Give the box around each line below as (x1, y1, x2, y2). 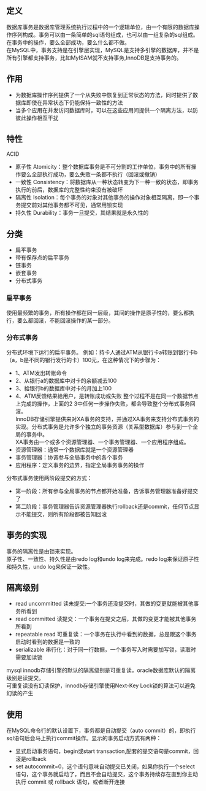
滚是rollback (15, 755, 47, 763)
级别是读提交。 (6, 674, 44, 682)
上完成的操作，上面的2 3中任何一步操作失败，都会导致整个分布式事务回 (15, 399, 196, 407)
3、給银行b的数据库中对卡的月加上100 (15, 384, 112, 392)
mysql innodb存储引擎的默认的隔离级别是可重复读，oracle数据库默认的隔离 (6, 666, 196, 674)
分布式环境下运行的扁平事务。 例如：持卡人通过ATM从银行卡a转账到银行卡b (6, 349, 198, 356)
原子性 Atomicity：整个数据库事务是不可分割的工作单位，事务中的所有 (15, 163, 191, 171)
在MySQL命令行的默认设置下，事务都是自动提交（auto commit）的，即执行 (6, 727, 196, 735)
